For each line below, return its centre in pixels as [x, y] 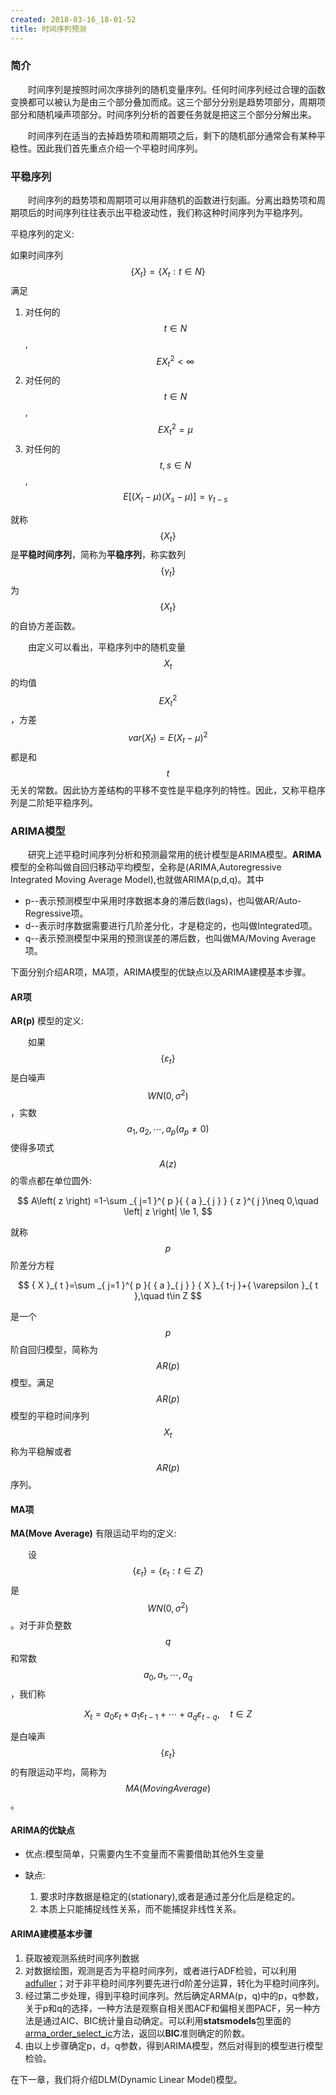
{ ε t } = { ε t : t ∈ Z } [168, 1572]
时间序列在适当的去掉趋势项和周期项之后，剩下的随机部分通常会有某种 [172, 135]
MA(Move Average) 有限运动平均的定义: [93, 1533]
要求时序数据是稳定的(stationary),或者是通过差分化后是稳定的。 [170, 1897]
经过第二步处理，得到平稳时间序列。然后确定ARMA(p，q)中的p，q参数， [174, 1995]
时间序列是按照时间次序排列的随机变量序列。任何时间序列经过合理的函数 [177, 89]
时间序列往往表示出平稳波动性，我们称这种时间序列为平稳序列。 [176, 213]
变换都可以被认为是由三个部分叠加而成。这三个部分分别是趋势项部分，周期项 [168, 102]
